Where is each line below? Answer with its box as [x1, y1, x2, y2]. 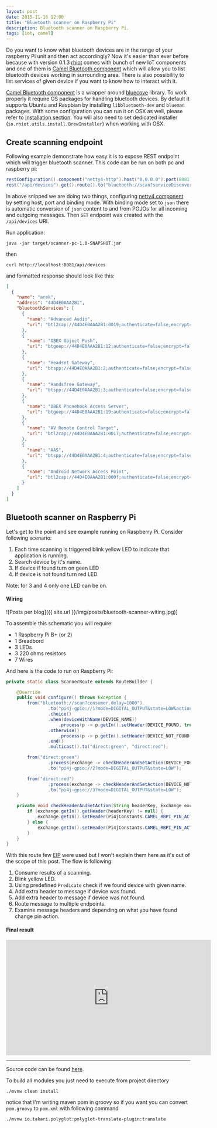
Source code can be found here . [6, 1065, 84, 1072]
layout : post [6, 8, 38, 15]
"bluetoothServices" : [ [16, 306, 75, 311]
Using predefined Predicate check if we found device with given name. [14, 882, 187, 889]
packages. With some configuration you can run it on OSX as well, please [6, 108, 183, 115]
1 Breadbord [14, 637, 44, 644]
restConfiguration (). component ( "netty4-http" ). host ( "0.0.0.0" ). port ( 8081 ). [6, 177, 195, 182]
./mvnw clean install [6, 1088, 59, 1094]
